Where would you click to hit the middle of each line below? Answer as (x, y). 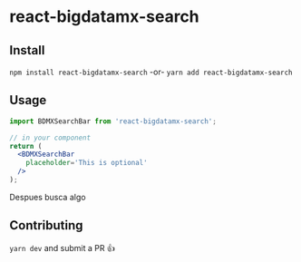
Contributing (46, 225)
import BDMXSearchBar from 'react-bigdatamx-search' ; (113, 121)
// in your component (50, 138)
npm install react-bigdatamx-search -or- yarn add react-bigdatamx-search (151, 72)
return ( (26, 146)
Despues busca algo (48, 197)
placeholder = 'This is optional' (87, 163)
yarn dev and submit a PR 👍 (62, 247)
